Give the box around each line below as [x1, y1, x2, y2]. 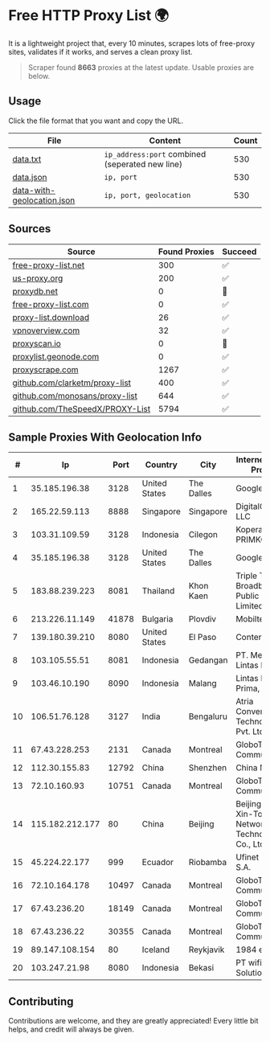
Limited [235, 601, 264, 612]
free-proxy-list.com [12, 298, 90, 310]
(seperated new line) [104, 158, 183, 170]
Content [149, 134, 182, 146]
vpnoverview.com [12, 325, 80, 336]
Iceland [141, 944, 170, 955]
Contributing [8, 995, 74, 1008]
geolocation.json [12, 195, 76, 206]
